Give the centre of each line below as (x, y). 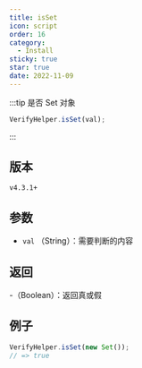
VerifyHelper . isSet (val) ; (57, 119)
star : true (29, 68)
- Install (35, 51)
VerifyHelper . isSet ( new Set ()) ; (69, 347)
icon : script (33, 26)
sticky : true (33, 59)
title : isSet (33, 17)
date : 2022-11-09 (42, 76)
